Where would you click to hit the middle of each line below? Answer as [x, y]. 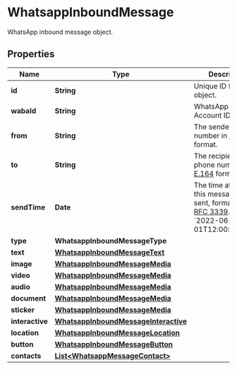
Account [208, 115]
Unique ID [210, 86]
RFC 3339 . [212, 212]
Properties [31, 54]
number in [211, 135]
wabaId [24, 110]
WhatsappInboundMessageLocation [117, 333]
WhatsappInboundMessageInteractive [121, 321]
